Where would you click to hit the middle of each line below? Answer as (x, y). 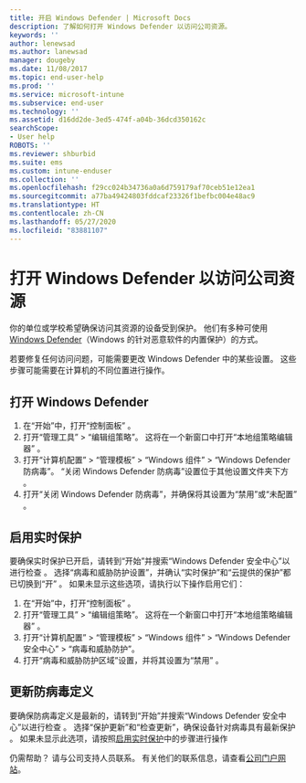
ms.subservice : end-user (57, 103)
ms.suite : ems (37, 162)
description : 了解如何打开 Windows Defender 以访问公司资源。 (121, 26)
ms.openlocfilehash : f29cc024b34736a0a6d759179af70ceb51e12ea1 (132, 188)
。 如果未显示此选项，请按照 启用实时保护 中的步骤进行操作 (119, 738)
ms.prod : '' (32, 86)
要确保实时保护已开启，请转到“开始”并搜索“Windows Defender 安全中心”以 (150, 561)
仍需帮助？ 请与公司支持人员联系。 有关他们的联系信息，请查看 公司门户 (144, 757)
